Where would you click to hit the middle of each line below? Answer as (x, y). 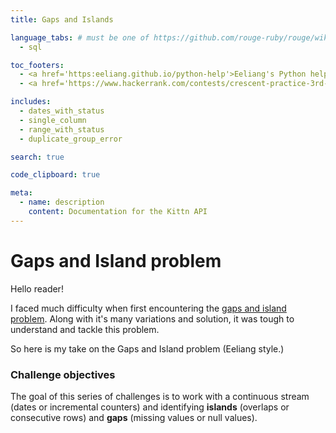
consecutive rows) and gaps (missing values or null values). (134, 417)
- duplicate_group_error (71, 139)
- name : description (62, 202)
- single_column (53, 120)
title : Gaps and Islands (62, 19)
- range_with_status (62, 129)
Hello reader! (37, 288)
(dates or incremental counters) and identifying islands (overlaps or (150, 407)
